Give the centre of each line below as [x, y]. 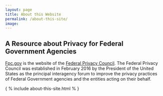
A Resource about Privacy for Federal [64, 43]
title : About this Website [33, 14]
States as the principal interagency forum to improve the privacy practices [81, 74]
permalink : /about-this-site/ [37, 19]
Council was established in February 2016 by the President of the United [79, 69]
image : [12, 24]
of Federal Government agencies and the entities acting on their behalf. [78, 79]
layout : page [19, 10]
